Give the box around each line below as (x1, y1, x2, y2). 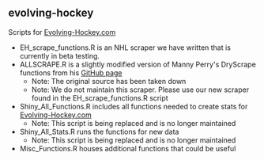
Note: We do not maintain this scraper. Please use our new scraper (31, 85, 250, 94)
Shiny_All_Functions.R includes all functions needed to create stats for (19, 101, 248, 111)
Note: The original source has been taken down (31, 76, 187, 86)
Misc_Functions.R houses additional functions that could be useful (19, 143, 236, 153)
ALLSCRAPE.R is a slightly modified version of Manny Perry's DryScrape (19, 59, 257, 69)
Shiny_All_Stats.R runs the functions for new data (19, 127, 179, 136)
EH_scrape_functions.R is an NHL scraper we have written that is (19, 43, 232, 52)
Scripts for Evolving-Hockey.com (8, 27, 116, 36)
